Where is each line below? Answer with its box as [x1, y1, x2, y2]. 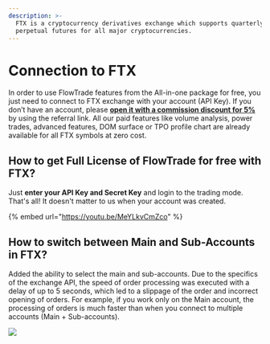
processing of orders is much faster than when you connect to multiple [8, 303, 243, 313]
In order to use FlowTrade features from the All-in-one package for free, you [8, 88, 261, 97]
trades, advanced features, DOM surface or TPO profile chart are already [8, 122, 251, 132]
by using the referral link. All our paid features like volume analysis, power [8, 113, 253, 123]
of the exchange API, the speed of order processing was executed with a [8, 277, 250, 287]
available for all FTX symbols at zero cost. [8, 130, 147, 141]
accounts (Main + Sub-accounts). [8, 311, 121, 321]
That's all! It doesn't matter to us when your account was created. [8, 196, 227, 206]
